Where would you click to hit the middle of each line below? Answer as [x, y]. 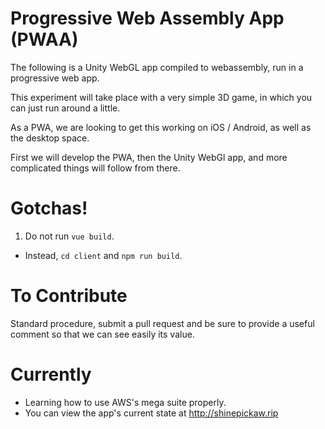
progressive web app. [55, 78]
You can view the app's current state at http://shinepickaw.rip [151, 413]
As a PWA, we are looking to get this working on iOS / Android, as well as [161, 127]
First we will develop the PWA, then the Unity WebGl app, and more [149, 157]
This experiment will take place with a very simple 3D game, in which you [161, 97]
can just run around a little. [65, 108]
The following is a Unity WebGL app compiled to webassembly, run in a [157, 67]
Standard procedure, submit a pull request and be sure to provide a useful [162, 323]
